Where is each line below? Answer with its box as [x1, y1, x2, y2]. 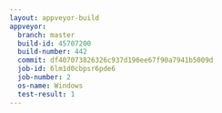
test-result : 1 [17, 89, 76, 98]
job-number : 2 [17, 73, 71, 82]
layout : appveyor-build [9, 13, 100, 23]
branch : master [17, 30, 76, 39]
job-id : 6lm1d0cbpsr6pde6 [17, 65, 116, 74]
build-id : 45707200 [17, 38, 92, 48]
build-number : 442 [17, 47, 88, 56]
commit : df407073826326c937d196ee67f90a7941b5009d [17, 56, 214, 65]
